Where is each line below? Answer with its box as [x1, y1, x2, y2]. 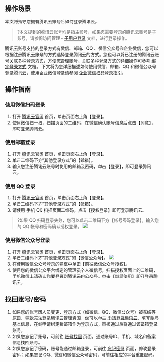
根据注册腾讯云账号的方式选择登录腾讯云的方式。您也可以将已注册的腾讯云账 [5, 51, 159, 57]
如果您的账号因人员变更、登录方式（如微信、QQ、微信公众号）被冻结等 [12, 309, 156, 315]
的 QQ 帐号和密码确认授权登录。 [17, 224, 82, 230]
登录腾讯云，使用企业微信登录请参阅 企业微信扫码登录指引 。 [5, 70, 126, 76]
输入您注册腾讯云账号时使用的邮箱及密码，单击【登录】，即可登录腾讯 [12, 163, 151, 169]
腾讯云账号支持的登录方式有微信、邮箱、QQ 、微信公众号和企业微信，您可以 [5, 45, 159, 51]
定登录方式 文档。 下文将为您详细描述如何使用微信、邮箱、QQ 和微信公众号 [5, 64, 157, 69]
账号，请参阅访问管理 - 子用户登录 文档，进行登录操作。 [17, 35, 130, 41]
